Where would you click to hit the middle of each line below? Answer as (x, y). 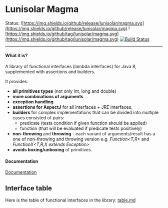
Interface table (29, 188)
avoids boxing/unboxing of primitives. (52, 150)
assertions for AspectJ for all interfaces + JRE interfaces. (72, 107)
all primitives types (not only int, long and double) (64, 91)
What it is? (16, 55)
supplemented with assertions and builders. (50, 72)
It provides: (17, 82)
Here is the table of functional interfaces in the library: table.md (70, 200)
